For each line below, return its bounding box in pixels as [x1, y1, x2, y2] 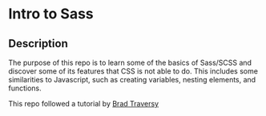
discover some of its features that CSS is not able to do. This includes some [8, 66, 259, 76]
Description [8, 37, 68, 50]
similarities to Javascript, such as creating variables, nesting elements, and [8, 75, 256, 84]
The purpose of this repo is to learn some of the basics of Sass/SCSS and [8, 58, 252, 67]
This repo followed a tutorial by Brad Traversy [8, 99, 159, 108]
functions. [8, 83, 42, 93]
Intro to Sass [8, 5, 94, 23]
